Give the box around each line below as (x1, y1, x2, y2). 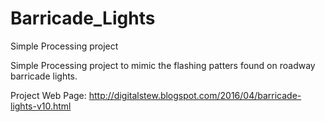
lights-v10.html (10, 100, 72, 112)
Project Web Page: (10, 89, 87, 101)
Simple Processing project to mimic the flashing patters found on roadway (10, 59, 316, 71)
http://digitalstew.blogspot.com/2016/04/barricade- (88, 89, 302, 101)
